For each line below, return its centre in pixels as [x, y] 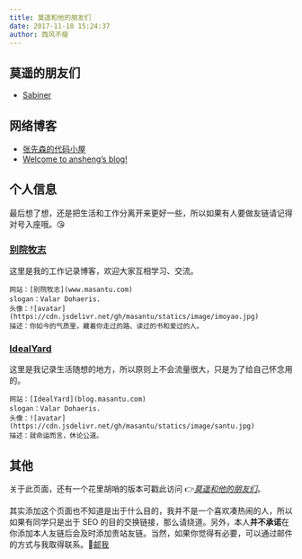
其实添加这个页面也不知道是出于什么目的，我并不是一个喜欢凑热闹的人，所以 [151, 511]
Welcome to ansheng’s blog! [75, 159]
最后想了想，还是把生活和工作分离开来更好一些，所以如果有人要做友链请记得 [151, 213]
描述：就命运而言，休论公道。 [56, 436]
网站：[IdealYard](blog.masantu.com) [78, 399]
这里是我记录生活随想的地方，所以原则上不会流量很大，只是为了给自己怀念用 [151, 369]
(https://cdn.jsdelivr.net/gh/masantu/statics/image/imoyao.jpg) [134, 317]
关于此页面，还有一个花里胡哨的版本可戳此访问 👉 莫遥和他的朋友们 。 [138, 489]
